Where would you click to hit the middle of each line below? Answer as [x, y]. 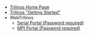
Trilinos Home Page [30, 7]
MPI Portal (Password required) [49, 28]
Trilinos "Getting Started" [35, 12]
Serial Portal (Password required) [50, 23]
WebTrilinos [22, 18]
